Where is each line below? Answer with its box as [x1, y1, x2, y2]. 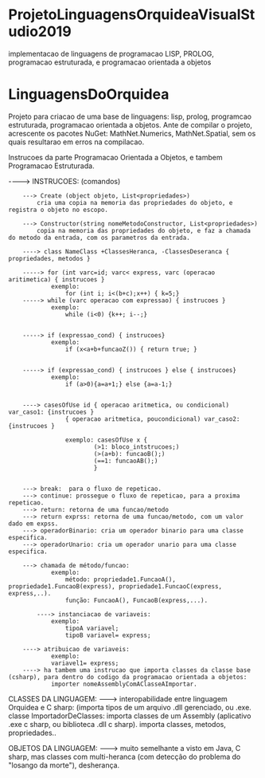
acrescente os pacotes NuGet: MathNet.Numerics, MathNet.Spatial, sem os [8, 128, 256, 138]
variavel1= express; [50, 659, 119, 667]
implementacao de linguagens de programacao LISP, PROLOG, [8, 49, 215, 58]
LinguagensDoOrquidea [8, 85, 170, 104]
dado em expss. [8, 520, 59, 528]
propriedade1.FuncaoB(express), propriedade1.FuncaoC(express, [8, 582, 223, 591]
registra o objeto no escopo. [8, 206, 109, 214]
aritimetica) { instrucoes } [8, 275, 105, 284]
